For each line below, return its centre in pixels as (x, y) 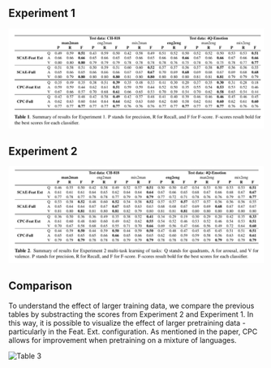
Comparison (41, 286)
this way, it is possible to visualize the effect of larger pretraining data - (127, 323)
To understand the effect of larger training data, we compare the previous (131, 305)
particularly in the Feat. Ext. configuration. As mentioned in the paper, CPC (133, 331)
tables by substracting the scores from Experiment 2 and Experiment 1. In (131, 314)
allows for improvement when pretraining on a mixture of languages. (123, 340)
